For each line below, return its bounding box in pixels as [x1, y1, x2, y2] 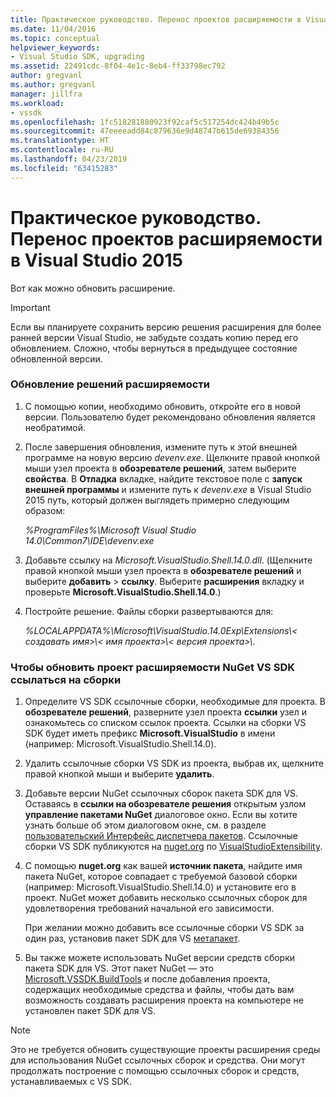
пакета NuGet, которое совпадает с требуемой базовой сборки [24, 871, 298, 883]
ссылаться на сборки [10, 672, 122, 686]
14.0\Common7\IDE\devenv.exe [24, 534, 155, 546]
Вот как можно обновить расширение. [10, 282, 176, 294]
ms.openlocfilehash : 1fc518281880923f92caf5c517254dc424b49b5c [10, 117, 280, 127]
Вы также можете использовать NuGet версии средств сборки [24, 952, 296, 964]
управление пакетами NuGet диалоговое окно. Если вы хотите [24, 809, 298, 821]
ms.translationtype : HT [10, 136, 110, 146]
